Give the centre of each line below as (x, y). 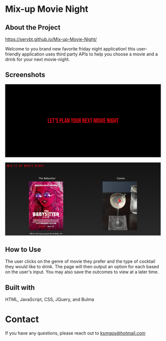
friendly (13, 54)
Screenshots (25, 75)
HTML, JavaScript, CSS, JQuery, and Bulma (50, 299)
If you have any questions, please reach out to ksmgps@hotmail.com (75, 333)
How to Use (23, 249)
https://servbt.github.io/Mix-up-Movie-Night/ (51, 39)
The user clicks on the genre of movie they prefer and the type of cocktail (80, 261)
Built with (20, 287)
